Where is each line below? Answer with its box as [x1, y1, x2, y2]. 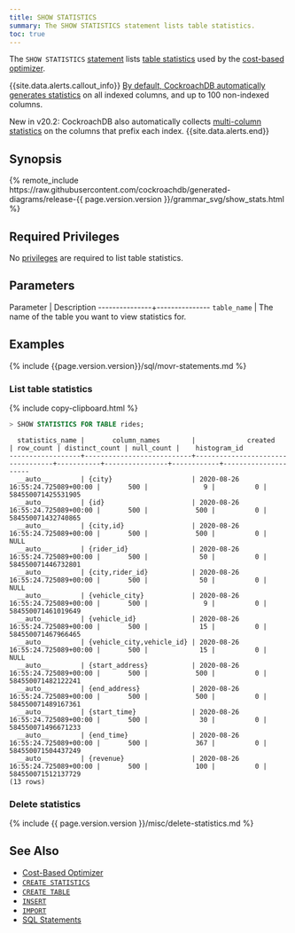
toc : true [9, 29, 46, 38]
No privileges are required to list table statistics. [9, 253, 183, 263]
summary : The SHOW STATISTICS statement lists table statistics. [9, 21, 255, 30]
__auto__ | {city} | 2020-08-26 [17, 474, 240, 483]
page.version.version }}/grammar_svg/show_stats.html [84, 194, 285, 205]
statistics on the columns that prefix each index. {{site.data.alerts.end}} [9, 126, 270, 137]
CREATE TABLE [21, 888, 71, 897]
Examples [9, 337, 65, 352]
